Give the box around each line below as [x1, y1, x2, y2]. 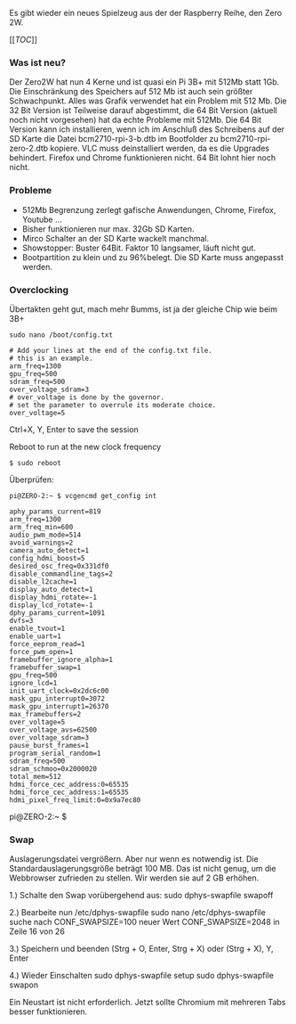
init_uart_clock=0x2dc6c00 [9, 686, 109, 695]
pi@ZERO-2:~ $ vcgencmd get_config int [9, 491, 157, 500]
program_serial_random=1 [9, 749, 101, 758]
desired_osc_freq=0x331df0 [9, 561, 109, 570]
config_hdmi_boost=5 [9, 553, 86, 562]
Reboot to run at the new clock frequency [9, 441, 162, 452]
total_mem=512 [9, 772, 62, 781]
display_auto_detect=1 [9, 585, 93, 594]
